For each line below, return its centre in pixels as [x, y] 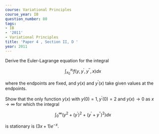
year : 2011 [16, 46]
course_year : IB [22, 14]
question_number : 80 [26, 19]
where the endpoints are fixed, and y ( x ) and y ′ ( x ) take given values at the [79, 83]
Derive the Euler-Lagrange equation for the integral [57, 60]
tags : [11, 23]
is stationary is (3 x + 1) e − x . [32, 126]
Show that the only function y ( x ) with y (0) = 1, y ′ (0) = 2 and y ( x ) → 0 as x [79, 98]
